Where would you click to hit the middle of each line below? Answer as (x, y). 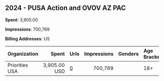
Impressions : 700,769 (27, 29)
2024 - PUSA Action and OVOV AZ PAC (65, 8)
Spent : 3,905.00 (21, 20)
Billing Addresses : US (28, 39)
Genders (129, 54)
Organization (23, 54)
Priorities (18, 65)
